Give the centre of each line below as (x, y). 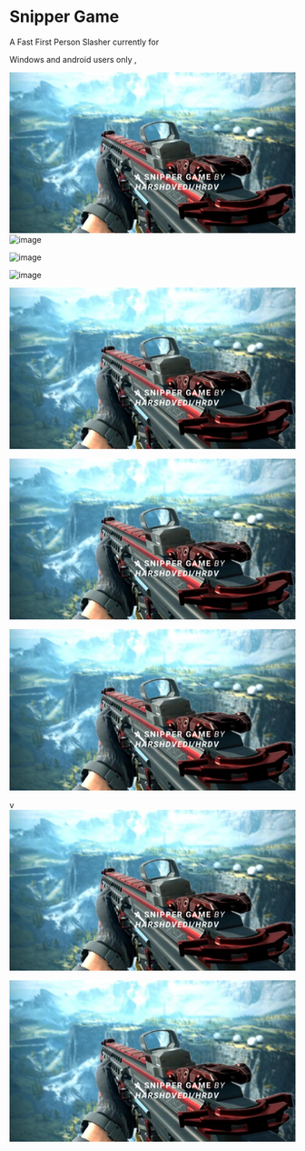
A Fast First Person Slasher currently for (84, 42)
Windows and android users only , (74, 59)
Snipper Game (64, 17)
